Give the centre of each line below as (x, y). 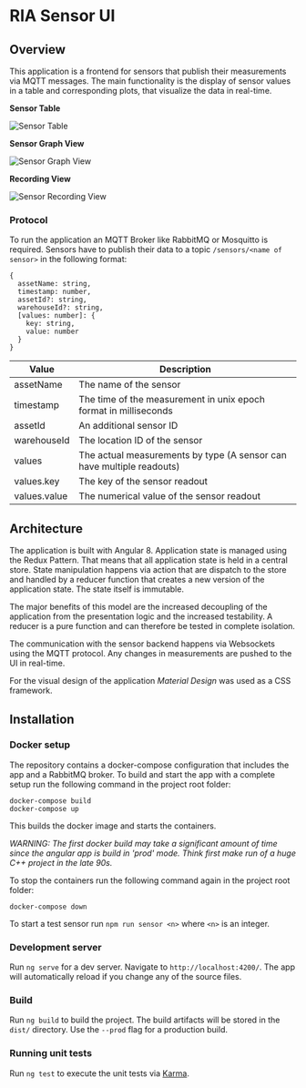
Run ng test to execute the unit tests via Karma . (99, 1073)
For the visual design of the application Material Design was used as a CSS (150, 681)
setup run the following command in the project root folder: (120, 784)
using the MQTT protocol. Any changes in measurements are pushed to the (151, 654)
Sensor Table (35, 108)
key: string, (51, 324)
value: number (52, 332)
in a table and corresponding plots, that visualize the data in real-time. (141, 91)
